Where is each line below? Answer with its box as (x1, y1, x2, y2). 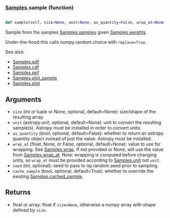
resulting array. (12, 114, 45, 120)
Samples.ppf (12, 70, 39, 76)
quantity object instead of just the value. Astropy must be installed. (12, 135, 152, 141)
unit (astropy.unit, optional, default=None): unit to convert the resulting (12, 119, 161, 126)
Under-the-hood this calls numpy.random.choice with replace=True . (5, 39, 147, 45)
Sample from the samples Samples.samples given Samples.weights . (5, 29, 147, 36)
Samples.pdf (12, 59, 39, 65)
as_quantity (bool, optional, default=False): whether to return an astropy (12, 130, 164, 136)
